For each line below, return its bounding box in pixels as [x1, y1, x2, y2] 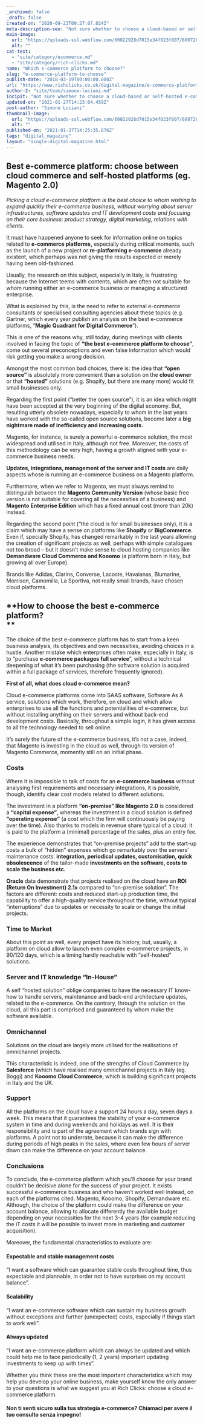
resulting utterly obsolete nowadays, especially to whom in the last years [6, 408, 187, 416]
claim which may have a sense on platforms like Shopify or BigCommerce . [6, 526, 193, 534]
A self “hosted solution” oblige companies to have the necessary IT [6, 987, 174, 994]
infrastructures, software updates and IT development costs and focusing [6, 209, 191, 216]
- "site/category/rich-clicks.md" [11, 59, 98, 66]
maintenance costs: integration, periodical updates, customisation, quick [6, 852, 192, 860]
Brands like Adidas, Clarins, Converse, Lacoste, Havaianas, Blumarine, [6, 570, 181, 578]
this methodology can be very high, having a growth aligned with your [6, 446, 180, 453]
